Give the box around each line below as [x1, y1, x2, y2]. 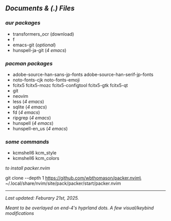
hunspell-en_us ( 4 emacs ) [12, 125, 68, 131]
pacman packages [5, 60, 53, 67]
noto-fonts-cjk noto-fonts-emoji [12, 76, 80, 83]
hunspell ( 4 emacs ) [12, 120, 53, 126]
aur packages [5, 19, 41, 26]
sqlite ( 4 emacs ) [12, 104, 47, 110]
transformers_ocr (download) [12, 31, 74, 37]
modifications [5, 210, 34, 216]
